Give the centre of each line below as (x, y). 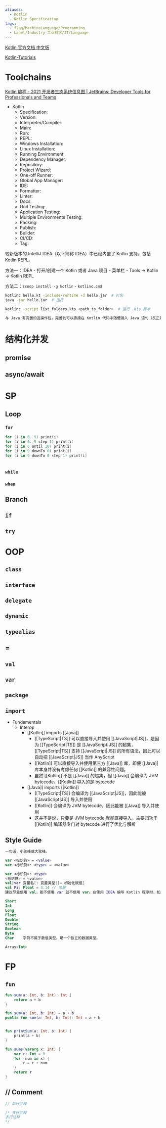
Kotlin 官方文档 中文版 (27, 47)
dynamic (17, 616)
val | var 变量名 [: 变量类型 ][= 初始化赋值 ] (45, 883)
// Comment (24, 1092)
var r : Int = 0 (30, 1054)
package (17, 695)
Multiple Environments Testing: (51, 217)
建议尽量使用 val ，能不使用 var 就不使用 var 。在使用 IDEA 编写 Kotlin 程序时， (81, 893)
